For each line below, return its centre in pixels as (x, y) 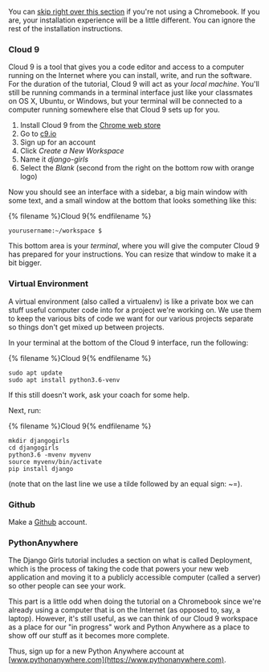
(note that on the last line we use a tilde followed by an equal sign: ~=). (125, 484)
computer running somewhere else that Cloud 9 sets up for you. (114, 110)
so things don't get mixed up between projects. (86, 327)
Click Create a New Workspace (72, 151)
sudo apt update (35, 373)
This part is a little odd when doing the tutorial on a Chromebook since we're (135, 601)
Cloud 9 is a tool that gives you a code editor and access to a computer (126, 67)
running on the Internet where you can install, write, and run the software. (130, 76)
